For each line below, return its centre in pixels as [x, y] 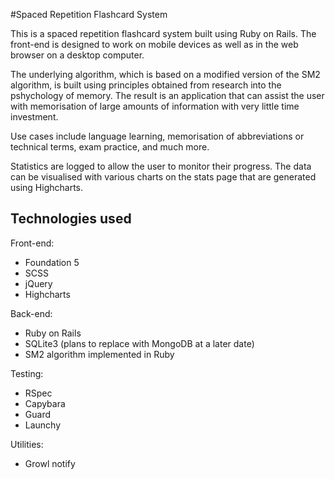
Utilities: [27, 444]
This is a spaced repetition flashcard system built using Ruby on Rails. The [163, 33]
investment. [34, 117]
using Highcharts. [47, 187]
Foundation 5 [52, 262]
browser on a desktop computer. [77, 55]
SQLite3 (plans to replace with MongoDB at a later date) [139, 343]
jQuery [38, 283]
